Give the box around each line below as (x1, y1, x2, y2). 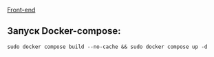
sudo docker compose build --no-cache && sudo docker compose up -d (7, 43, 208, 50)
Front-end (7, 6, 36, 14)
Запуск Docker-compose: (7, 25, 122, 37)
